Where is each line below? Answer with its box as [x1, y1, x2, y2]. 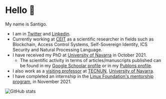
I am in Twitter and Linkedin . [12, 30, 71, 36]
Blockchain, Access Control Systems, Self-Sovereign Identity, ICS [12, 41, 147, 47]
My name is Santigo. [5, 21, 47, 27]
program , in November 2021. [12, 78, 71, 84]
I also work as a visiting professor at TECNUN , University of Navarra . [12, 67, 154, 74]
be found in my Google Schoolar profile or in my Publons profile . [19, 62, 152, 68]
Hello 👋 [5, 4, 35, 16]
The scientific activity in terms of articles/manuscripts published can [19, 57, 161, 63]
